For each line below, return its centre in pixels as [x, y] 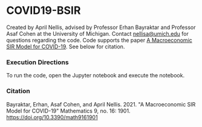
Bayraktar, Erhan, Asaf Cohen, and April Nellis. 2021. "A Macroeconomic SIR [101, 104]
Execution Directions [37, 62]
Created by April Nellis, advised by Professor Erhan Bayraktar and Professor [101, 27]
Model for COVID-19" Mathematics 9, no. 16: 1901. [68, 111]
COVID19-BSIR [44, 11]
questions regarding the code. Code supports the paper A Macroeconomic [99, 40]
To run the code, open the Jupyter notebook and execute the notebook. [96, 76]
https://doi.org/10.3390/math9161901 [52, 117]
